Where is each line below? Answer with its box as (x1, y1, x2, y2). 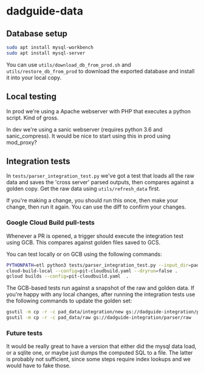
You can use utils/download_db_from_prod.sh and (6, 61, 132, 68)
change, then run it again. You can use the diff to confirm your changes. (6, 203, 186, 210)
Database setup (6, 28, 68, 39)
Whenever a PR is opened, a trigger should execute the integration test (6, 232, 184, 239)
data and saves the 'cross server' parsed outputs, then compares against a (6, 179, 194, 186)
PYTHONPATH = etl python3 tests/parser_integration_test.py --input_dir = (6, 262, 191, 268)
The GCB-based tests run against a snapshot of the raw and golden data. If (6, 284, 195, 292)
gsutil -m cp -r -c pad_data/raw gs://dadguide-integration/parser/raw (6, 315, 191, 321)
